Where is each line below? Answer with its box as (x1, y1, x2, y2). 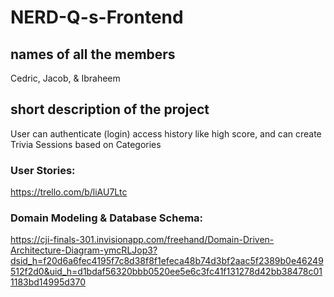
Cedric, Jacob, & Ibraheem (10, 72, 121, 84)
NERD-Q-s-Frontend (10, 6, 184, 29)
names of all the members (10, 46, 176, 63)
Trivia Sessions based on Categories (10, 138, 162, 150)
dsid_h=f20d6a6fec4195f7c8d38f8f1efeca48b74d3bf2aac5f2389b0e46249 (10, 255, 324, 267)
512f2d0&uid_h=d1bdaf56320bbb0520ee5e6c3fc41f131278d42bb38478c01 (10, 266, 323, 278)
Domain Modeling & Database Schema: (10, 211, 204, 225)
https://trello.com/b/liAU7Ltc (10, 186, 128, 198)
